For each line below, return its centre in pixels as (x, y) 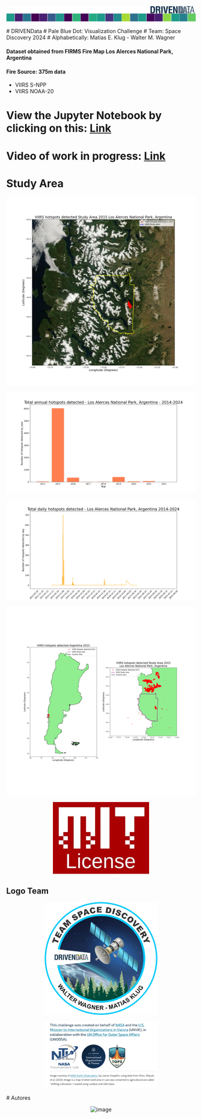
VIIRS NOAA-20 (34, 91)
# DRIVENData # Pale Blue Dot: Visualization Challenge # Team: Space (94, 31)
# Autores (19, 1097)
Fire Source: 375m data (36, 72)
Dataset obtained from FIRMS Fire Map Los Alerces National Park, (90, 51)
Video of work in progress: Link (86, 156)
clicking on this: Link (59, 128)
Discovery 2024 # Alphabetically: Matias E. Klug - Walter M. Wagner (91, 38)
